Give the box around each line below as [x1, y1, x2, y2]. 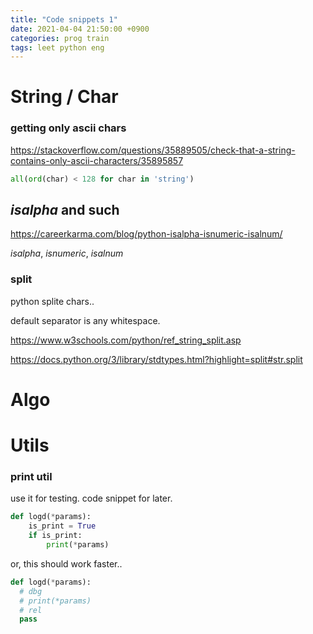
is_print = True [28, 521, 97, 531]
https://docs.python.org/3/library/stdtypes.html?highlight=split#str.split [10, 353, 303, 365]
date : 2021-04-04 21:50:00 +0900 [10, 24, 150, 34]
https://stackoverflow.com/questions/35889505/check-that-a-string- [10, 144, 296, 156]
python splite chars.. [10, 295, 95, 307]
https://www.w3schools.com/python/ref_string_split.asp [10, 334, 242, 346]
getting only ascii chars [10, 121, 127, 135]
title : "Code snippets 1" [10, 14, 118, 25]
